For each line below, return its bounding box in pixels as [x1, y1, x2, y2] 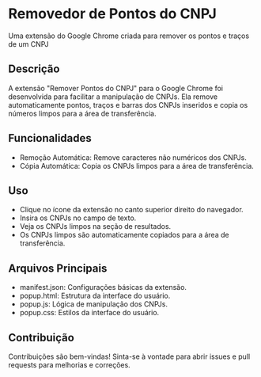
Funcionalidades [8, 131, 93, 145]
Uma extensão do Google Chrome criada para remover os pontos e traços [8, 31, 250, 40]
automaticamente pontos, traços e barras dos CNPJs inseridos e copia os [8, 100, 248, 109]
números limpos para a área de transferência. [8, 109, 157, 118]
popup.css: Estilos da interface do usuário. [19, 308, 160, 318]
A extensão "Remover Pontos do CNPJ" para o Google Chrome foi [8, 83, 224, 93]
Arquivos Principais [8, 261, 108, 275]
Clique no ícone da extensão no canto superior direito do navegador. [19, 205, 244, 215]
